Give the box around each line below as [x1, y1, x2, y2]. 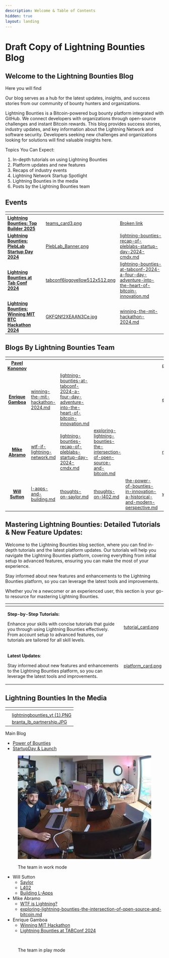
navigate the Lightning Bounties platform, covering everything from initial [5, 552, 156, 558]
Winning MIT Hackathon [20, 922, 70, 928]
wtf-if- [31, 444, 46, 450]
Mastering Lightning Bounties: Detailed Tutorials [5, 520, 161, 529]
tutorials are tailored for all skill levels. [7, 636, 86, 643]
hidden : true [5, 13, 33, 19]
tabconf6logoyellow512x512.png [45, 277, 116, 283]
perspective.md [125, 504, 158, 510]
